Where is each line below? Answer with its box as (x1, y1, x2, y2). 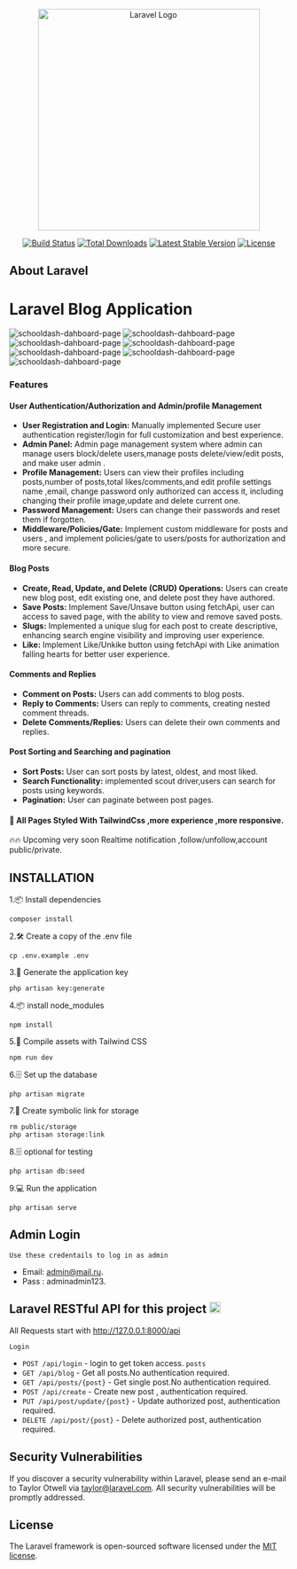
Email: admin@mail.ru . (21, 1266, 104, 1276)
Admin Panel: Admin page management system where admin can (21, 439, 263, 449)
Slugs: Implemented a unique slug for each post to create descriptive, (21, 621, 278, 631)
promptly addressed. (9, 1492, 86, 1503)
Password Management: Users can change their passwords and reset (21, 505, 281, 516)
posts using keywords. (21, 785, 105, 796)
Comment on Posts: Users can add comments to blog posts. (21, 688, 245, 699)
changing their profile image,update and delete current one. (21, 496, 241, 506)
